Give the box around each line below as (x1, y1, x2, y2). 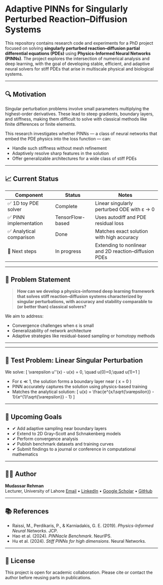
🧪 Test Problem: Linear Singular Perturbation (5, 356, 143, 364)
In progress (55, 248, 81, 255)
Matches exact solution (95, 227, 148, 234)
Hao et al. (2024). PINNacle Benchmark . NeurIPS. (12, 533, 112, 539)
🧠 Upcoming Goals (5, 413, 62, 421)
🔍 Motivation (5, 90, 46, 99)
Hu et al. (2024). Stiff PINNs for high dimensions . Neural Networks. (12, 538, 147, 544)
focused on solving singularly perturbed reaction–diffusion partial (5, 45, 140, 51)
